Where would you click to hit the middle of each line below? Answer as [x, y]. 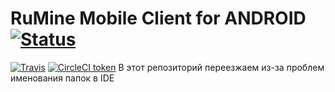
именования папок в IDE [62, 78]
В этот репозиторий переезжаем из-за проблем [221, 67]
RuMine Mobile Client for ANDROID [158, 18]
